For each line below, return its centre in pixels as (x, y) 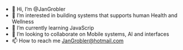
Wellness (23, 21)
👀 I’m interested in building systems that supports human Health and (94, 15)
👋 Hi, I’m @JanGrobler (39, 9)
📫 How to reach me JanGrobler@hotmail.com (68, 41)
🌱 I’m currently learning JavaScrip (53, 28)
